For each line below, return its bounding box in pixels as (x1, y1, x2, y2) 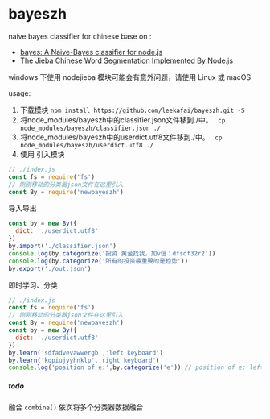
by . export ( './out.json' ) (8, 264, 92, 272)
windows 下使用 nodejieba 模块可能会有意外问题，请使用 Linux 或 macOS (8, 72, 252, 81)
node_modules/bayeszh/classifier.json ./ (19, 124, 161, 132)
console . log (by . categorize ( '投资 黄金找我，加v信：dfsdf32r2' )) (8, 249, 216, 258)
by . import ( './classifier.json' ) (8, 243, 117, 251)
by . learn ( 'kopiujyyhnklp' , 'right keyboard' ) (8, 356, 160, 364)
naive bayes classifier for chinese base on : (8, 31, 152, 41)
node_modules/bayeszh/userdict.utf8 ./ (19, 141, 154, 149)
